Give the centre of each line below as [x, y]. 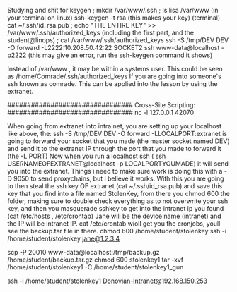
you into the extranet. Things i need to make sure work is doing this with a [115, 171]
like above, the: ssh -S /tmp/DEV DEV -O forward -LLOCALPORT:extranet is [117, 134]
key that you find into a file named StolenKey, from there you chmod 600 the [118, 194]
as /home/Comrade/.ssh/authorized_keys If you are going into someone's [114, 76]
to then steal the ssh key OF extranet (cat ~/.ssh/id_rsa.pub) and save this [115, 186]
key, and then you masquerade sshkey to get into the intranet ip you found [116, 208]
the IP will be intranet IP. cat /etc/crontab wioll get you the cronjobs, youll [114, 224]
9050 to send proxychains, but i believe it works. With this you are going [119, 178]
